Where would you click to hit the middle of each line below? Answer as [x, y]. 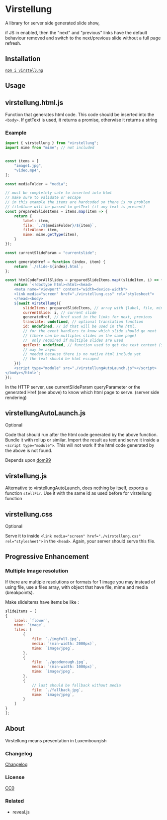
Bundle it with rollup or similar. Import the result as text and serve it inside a [82, 440]
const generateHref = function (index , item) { [55, 262]
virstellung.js [26, 476]
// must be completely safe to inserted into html [59, 193]
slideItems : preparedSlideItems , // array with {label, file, [89, 308]
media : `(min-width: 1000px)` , [64, 667]
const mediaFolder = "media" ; [37, 184]
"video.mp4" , [28, 170]
